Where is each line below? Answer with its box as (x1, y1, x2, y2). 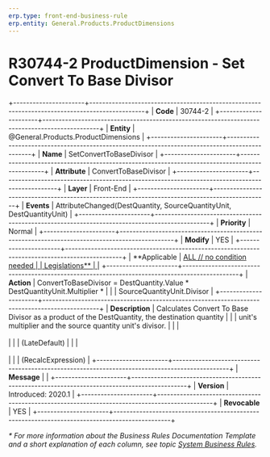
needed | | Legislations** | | (8, 261, 100, 270)
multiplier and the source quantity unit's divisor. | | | (8, 321, 180, 331)
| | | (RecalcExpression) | (8, 355, 90, 365)
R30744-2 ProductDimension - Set (8, 54, 245, 73)
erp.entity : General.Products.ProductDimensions (8, 19, 175, 27)
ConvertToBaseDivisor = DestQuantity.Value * (37, 278, 189, 287)
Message (8, 372, 40, 382)
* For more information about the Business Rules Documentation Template (8, 431, 256, 441)
